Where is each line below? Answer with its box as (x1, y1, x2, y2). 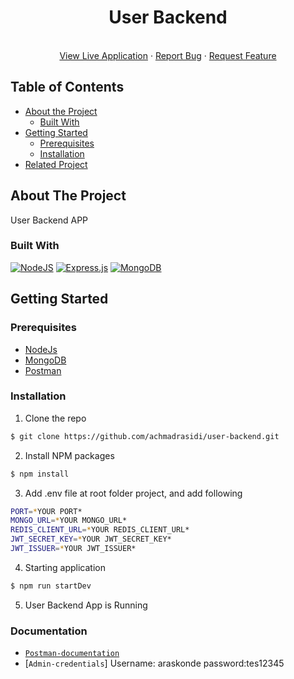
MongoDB (24, 354, 67, 366)
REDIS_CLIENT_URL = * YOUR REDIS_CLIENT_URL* (10, 525, 190, 535)
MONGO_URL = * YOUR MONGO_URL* (10, 516, 128, 526)
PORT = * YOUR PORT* (10, 506, 83, 516)
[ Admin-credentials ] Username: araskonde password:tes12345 (24, 657, 285, 670)
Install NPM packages (24, 449, 115, 461)
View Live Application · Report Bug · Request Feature (59, 49, 277, 61)
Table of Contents (10, 79, 125, 96)
